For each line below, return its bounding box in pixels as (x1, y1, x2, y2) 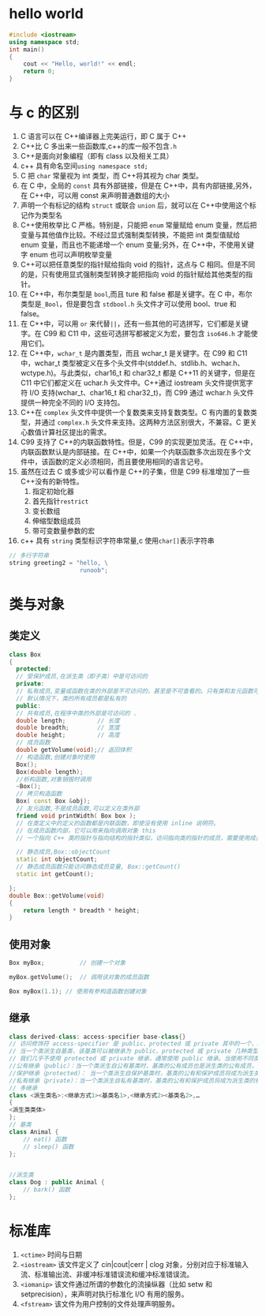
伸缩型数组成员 (32, 516, 81, 525)
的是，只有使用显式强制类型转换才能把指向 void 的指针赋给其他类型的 (20, 270, 246, 279)
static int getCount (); (16, 870, 94, 878)
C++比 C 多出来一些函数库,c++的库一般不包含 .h (20, 141, 177, 151)
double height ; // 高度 (16, 731, 121, 739)
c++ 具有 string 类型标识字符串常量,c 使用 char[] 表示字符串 (20, 536, 215, 545)
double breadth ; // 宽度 (16, 723, 121, 732)
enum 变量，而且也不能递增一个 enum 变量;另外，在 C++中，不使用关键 (20, 240, 255, 249)
